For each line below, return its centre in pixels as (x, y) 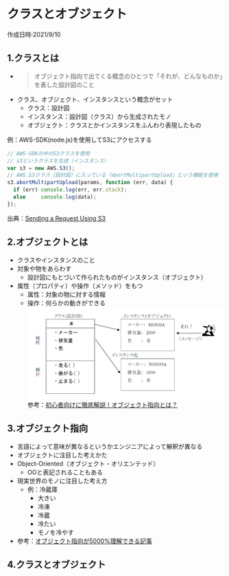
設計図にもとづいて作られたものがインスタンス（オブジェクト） (117, 277)
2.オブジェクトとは (48, 242)
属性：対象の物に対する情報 (67, 294)
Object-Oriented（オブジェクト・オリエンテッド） (88, 463)
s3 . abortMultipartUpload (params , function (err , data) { (90, 183)
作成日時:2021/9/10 (34, 34)
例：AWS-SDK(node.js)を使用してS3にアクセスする (80, 140)
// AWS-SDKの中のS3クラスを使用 (49, 153)
